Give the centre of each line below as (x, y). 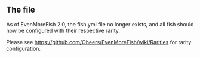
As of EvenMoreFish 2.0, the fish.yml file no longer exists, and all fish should (100, 24)
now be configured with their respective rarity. (63, 30)
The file (21, 10)
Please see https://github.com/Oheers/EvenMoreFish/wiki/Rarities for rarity (99, 42)
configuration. (23, 48)
